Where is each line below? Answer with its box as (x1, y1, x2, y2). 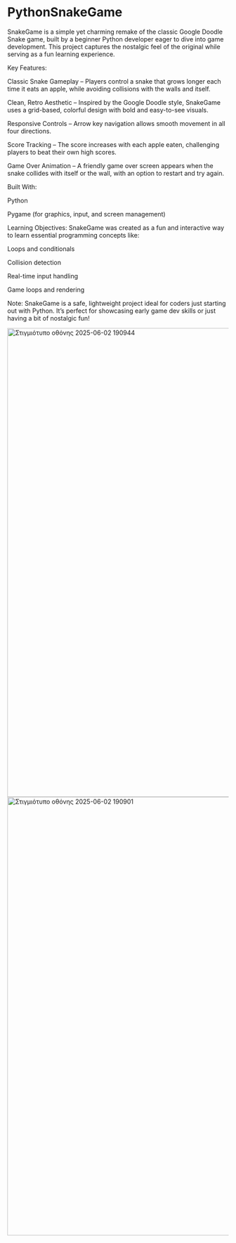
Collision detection (7, 258, 62, 266)
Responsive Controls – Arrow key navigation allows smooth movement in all (7, 119, 226, 127)
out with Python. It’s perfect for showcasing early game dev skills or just (7, 307, 216, 315)
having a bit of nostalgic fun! (7, 314, 90, 322)
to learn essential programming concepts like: (7, 231, 140, 239)
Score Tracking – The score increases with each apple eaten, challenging (7, 140, 220, 148)
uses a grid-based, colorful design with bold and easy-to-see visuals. (7, 105, 209, 114)
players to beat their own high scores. (7, 148, 117, 156)
